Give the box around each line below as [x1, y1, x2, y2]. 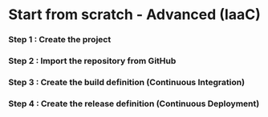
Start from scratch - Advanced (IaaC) [8, 6, 261, 24]
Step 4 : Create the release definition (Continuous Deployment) [8, 98, 260, 109]
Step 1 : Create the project [8, 34, 112, 45]
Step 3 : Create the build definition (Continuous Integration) [8, 76, 246, 88]
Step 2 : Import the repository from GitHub [8, 56, 177, 67]
